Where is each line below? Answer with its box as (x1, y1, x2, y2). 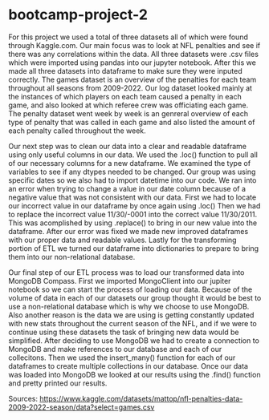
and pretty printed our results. (8, 378, 108, 388)
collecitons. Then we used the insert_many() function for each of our (8, 353, 236, 362)
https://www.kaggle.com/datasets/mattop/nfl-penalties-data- (39, 394, 243, 403)
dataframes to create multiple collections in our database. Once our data (8, 361, 249, 370)
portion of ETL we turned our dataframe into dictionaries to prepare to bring (8, 243, 259, 253)
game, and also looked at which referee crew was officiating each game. (8, 100, 249, 110)
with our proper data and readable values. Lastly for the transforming (8, 235, 237, 244)
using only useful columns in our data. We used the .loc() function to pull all (8, 150, 259, 160)
